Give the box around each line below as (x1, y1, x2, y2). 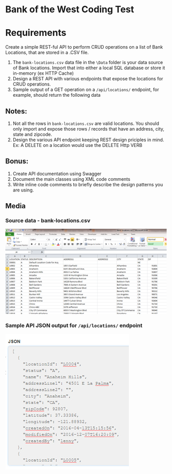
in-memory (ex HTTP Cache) (12, 70, 74, 76)
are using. (12, 187, 34, 193)
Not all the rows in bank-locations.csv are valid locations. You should (12, 120, 160, 126)
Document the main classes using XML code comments (12, 176, 131, 182)
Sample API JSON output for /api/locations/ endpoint (5, 321, 142, 329)
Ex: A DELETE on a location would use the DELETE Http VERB (12, 142, 142, 148)
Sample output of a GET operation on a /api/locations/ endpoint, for (12, 87, 159, 93)
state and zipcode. (12, 131, 52, 137)
